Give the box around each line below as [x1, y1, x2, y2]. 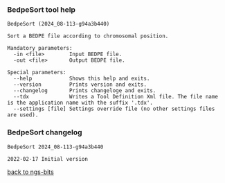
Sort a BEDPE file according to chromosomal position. [7, 33, 169, 40]
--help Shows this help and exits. [13, 75, 150, 82]
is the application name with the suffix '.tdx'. [7, 99, 154, 107]
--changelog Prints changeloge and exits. [13, 87, 156, 94]
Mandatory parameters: [7, 45, 73, 52]
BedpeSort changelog [7, 128, 82, 137]
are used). [7, 112, 39, 119]
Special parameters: [7, 69, 67, 76]
